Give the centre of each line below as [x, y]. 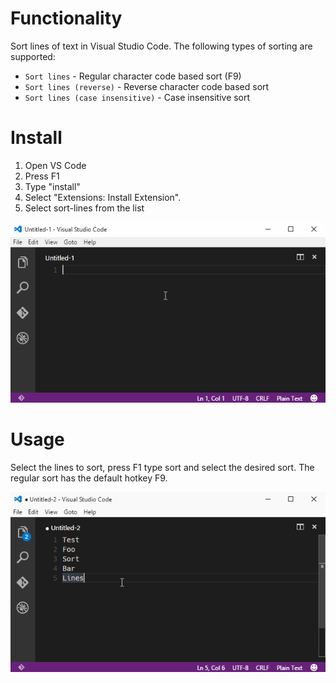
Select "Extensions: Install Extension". [103, 197]
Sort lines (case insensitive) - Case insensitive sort [137, 97]
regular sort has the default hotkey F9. [89, 478]
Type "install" [52, 186]
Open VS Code [55, 165]
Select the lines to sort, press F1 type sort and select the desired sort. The [162, 467]
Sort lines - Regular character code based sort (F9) [133, 76]
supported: [33, 56]
